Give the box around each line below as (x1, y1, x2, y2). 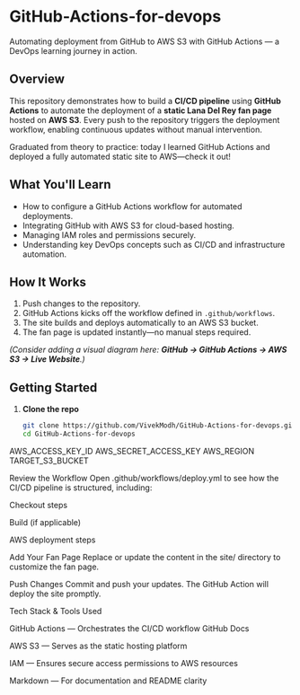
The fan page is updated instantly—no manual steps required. (22, 327, 251, 338)
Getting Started (9, 380, 98, 395)
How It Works (9, 274, 87, 289)
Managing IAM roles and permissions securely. (22, 229, 196, 240)
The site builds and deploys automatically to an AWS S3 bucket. (22, 317, 259, 329)
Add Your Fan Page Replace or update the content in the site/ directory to (9, 551, 281, 562)
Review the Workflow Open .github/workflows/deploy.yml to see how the (9, 472, 279, 483)
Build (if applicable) (9, 516, 82, 527)
